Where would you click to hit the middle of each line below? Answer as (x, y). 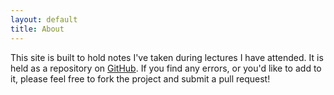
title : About (37, 29)
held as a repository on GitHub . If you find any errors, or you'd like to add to (166, 68)
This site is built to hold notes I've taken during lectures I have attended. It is (167, 57)
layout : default (44, 19)
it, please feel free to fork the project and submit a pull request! (140, 78)
